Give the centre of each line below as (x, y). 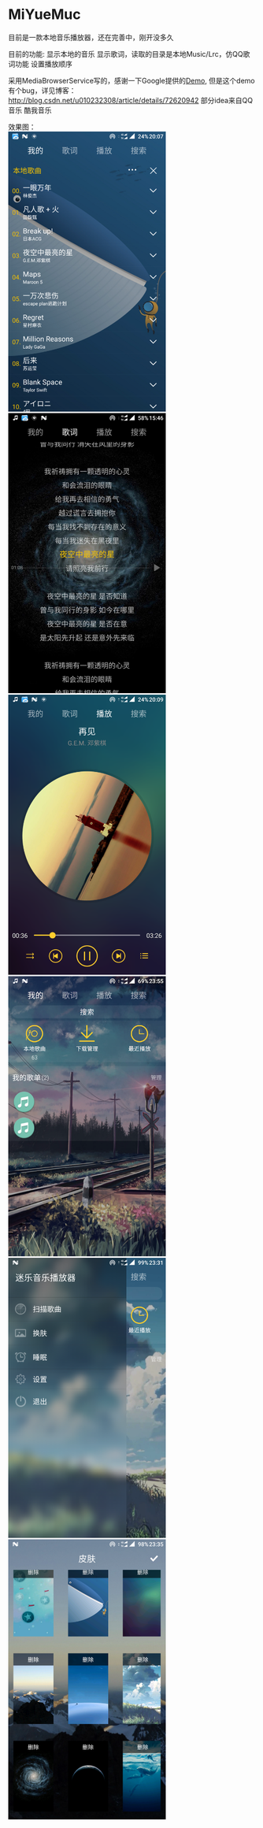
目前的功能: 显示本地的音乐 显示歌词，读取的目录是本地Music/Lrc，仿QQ (126, 54)
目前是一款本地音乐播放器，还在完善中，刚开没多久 (91, 37)
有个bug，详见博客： (42, 90)
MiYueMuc (44, 15)
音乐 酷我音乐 (30, 110)
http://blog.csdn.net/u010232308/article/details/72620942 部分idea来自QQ (131, 100)
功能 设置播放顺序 (43, 64)
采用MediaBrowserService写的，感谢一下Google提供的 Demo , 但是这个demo (131, 80)
